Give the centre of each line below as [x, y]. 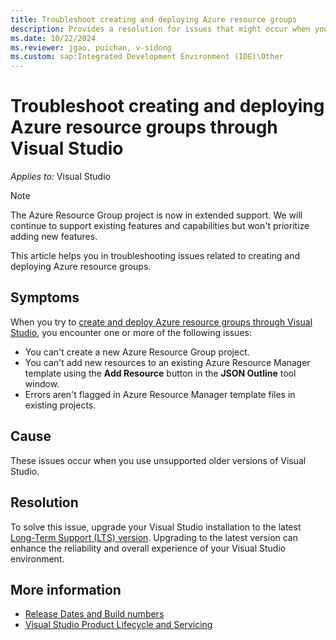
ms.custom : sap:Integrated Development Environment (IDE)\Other [147, 57]
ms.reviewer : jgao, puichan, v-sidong [91, 47]
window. [42, 383]
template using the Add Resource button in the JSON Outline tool [160, 373]
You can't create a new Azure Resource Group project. [137, 352]
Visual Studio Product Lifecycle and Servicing [118, 625]
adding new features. [54, 237]
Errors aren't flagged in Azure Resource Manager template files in [160, 394]
